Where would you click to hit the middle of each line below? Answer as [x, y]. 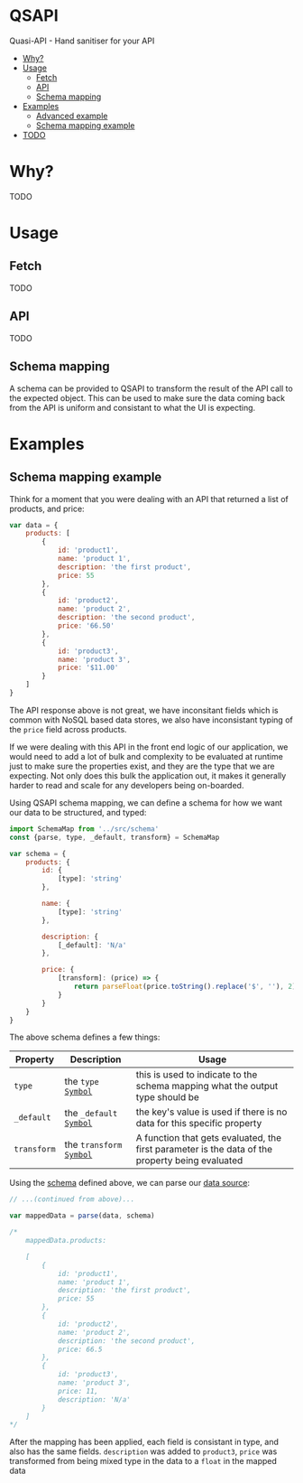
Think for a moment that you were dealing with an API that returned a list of [149, 499]
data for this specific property [199, 1124]
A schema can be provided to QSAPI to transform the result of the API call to [151, 388]
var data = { [34, 525]
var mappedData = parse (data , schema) [82, 1216]
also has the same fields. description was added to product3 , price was [143, 1451]
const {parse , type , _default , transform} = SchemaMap [115, 837]
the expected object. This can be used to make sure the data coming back [147, 397]
